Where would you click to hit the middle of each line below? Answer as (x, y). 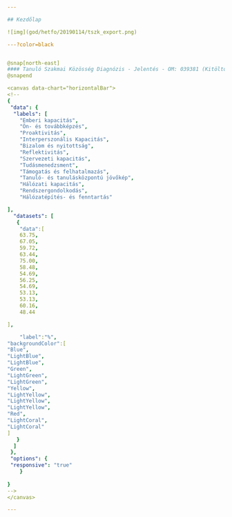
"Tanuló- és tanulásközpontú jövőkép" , (77, 178)
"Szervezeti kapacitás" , (55, 159)
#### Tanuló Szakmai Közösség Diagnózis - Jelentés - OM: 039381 (103, 70)
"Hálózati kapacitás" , (52, 184)
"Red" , (17, 414)
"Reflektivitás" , (45, 152)
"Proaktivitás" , (43, 133)
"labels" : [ (31, 114)
